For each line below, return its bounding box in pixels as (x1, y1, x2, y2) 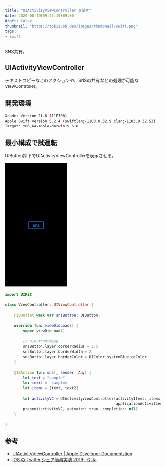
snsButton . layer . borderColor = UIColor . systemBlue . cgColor (23, 354, 147, 359)
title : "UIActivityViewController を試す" (5, 8, 92, 13)
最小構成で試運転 (5, 138, 57, 147)
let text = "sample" (23, 376, 65, 381)
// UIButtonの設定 (23, 339, 58, 343)
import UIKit (5, 292, 32, 297)
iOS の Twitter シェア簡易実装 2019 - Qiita (12, 456, 97, 462)
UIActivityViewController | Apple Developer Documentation (12, 450, 133, 457)
